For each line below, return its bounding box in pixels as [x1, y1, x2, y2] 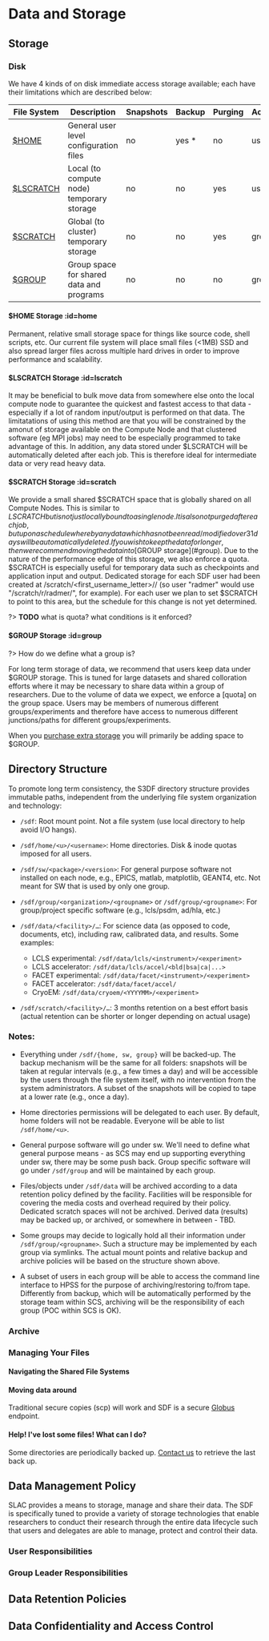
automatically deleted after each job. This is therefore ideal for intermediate [8, 450, 257, 460]
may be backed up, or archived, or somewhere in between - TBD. [19, 1214, 236, 1225]
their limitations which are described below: [8, 87, 152, 97]
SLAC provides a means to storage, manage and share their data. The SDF [8, 1500, 254, 1510]
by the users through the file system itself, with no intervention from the [19, 1074, 256, 1085]
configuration [67, 139, 118, 150]
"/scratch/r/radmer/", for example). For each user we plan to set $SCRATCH [8, 588, 258, 598]
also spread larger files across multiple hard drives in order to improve [8, 346, 240, 356]
